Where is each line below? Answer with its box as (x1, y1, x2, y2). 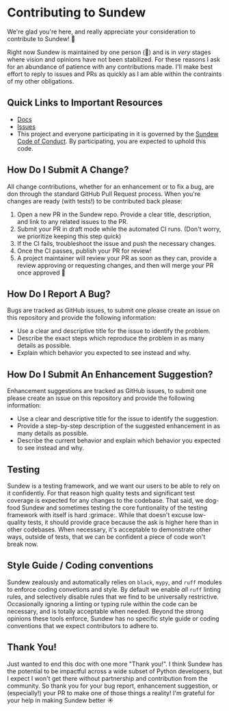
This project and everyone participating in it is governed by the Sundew (16, 129, 219, 138)
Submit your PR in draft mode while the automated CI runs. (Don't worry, (16, 225, 221, 233)
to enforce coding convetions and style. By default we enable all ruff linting (7, 585, 221, 593)
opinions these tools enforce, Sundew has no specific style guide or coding (7, 614, 220, 623)
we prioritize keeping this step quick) (16, 232, 122, 240)
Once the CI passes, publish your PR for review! (16, 247, 152, 255)
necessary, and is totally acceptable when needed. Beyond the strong (7, 607, 204, 615)
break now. (7, 540, 39, 548)
